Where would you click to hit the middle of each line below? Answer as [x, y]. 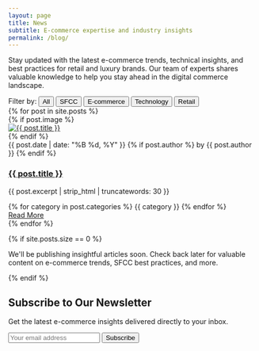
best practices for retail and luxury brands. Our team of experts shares [124, 69]
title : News [28, 23]
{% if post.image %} [42, 120]
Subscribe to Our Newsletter [80, 302]
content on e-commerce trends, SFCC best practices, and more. [113, 262]
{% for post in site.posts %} [53, 111]
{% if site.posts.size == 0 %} [55, 238]
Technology [151, 102]
